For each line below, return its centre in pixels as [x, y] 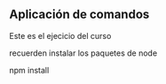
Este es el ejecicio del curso [60, 35]
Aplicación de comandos [79, 15]
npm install [29, 70]
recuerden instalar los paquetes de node [83, 53]
